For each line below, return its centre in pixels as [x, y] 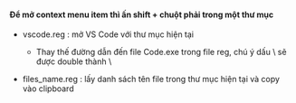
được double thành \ [74, 61]
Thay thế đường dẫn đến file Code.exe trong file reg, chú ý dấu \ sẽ [161, 52]
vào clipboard [48, 89]
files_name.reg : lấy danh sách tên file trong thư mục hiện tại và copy [151, 80]
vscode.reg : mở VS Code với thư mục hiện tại [108, 34]
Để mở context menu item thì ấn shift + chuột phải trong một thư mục [142, 14]
